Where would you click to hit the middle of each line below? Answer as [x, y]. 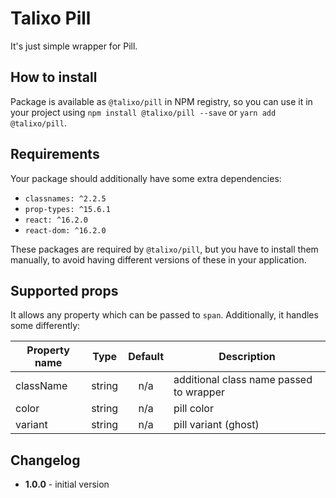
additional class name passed [243, 380]
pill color [193, 409]
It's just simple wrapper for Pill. [74, 46]
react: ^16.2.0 [56, 220]
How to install [54, 77]
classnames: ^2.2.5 [65, 198]
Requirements [55, 154]
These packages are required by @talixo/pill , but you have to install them [164, 249]
